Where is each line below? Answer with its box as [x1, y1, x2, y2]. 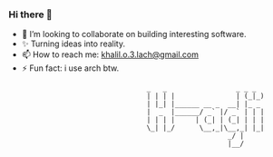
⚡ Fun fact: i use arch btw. [21, 63, 120, 74]
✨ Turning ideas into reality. [21, 38, 126, 49]
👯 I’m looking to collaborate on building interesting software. [21, 29, 247, 40]
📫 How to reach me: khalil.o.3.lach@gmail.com [21, 49, 200, 60]
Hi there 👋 [8, 8, 54, 21]
